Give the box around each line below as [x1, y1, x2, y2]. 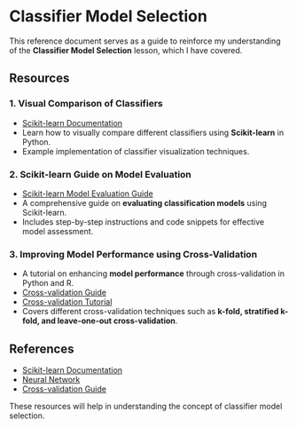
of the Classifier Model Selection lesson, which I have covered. [9, 44, 243, 55]
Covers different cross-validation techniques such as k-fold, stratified [21, 306, 279, 317]
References [9, 341, 74, 356]
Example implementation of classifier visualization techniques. [21, 146, 250, 156]
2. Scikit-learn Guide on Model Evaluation [9, 168, 192, 180]
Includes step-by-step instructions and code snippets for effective [21, 216, 264, 227]
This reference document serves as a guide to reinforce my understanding [9, 36, 281, 46]
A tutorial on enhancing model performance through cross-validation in [21, 268, 285, 279]
